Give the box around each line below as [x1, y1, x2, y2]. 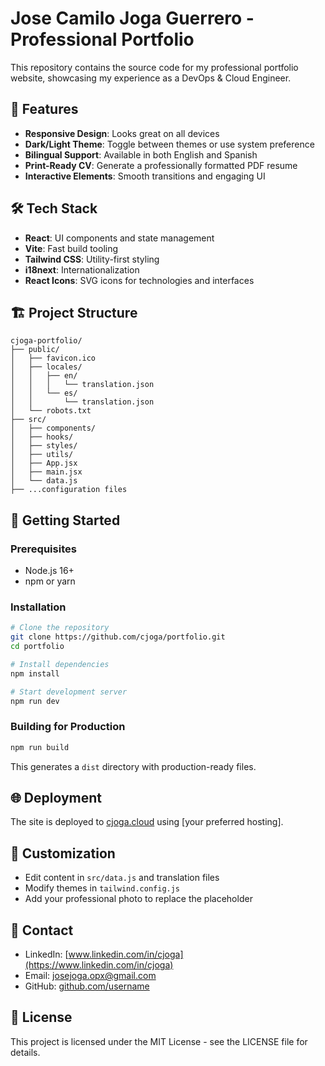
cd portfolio [10, 642, 65, 652]
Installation [10, 600, 67, 614]
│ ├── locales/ [10, 362, 83, 372]
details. [10, 1046, 41, 1058]
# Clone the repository [10, 623, 110, 633]
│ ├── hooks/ [10, 432, 74, 442]
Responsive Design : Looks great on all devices [24, 127, 220, 139]
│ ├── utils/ [10, 450, 74, 460]
